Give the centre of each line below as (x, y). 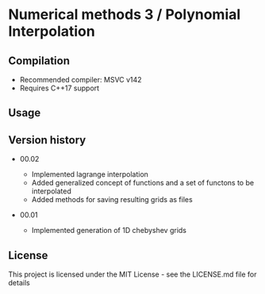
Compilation (39, 61)
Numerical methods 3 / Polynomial (125, 15)
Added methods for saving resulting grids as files (112, 200)
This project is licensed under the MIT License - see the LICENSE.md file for (132, 274)
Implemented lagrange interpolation (90, 174)
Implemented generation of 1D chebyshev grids (109, 231)
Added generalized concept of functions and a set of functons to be (143, 183)
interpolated (51, 191)
